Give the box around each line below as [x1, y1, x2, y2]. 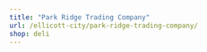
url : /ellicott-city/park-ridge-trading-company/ [9, 21, 199, 30]
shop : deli [9, 29, 50, 38]
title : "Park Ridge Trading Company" [9, 12, 151, 22]
